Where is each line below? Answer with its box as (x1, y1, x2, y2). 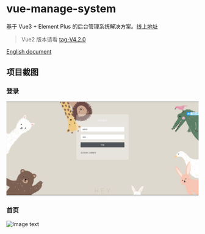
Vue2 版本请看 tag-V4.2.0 (21, 35, 86, 43)
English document (6, 48, 52, 55)
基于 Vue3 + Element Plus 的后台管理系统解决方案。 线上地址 (6, 23, 158, 30)
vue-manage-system (6, 2, 117, 16)
